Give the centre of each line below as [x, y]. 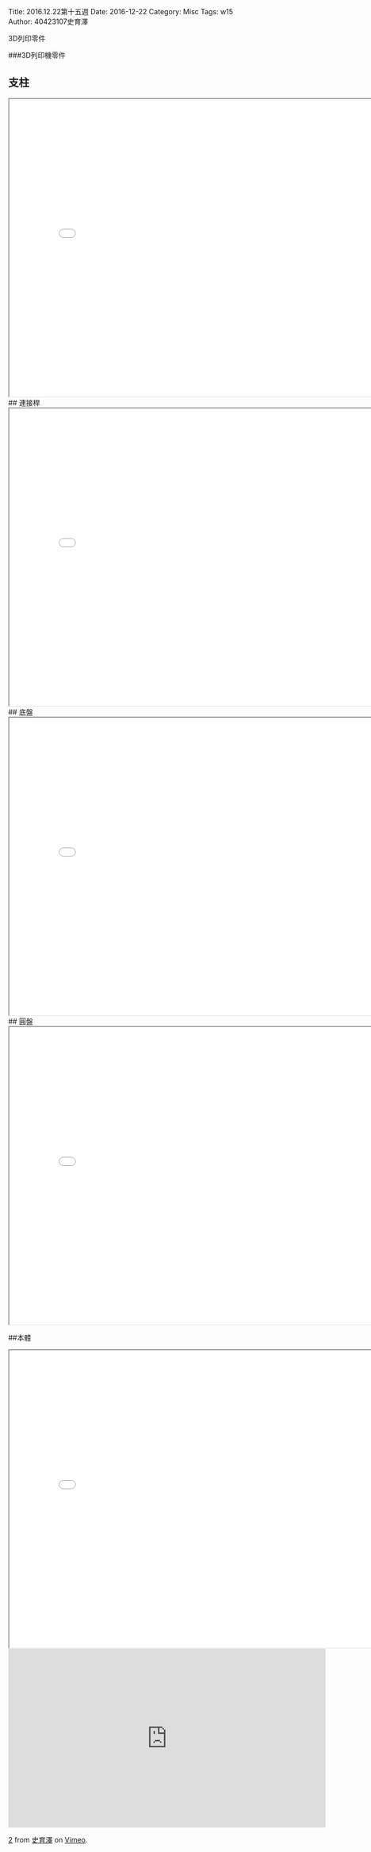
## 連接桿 [24, 402]
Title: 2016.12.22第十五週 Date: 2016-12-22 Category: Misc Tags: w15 [121, 12]
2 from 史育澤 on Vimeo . [48, 1839]
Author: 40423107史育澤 [48, 21]
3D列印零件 [27, 38]
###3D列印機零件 [37, 55]
